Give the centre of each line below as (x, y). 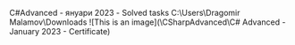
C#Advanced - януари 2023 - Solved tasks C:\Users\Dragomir (125, 13)
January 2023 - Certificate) (60, 31)
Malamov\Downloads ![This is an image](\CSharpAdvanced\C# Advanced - (147, 22)
